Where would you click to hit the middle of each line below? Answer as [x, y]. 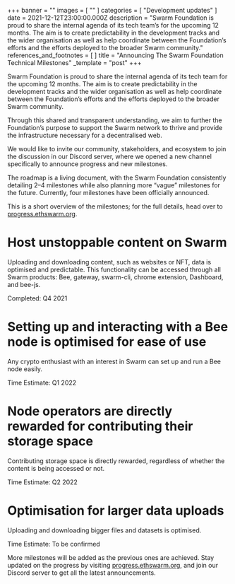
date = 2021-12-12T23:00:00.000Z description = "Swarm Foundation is [110, 18]
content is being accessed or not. [56, 468]
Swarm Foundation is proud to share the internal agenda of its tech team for [117, 76]
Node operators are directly [90, 411]
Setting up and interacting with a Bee [117, 327]
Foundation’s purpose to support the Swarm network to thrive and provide [115, 128]
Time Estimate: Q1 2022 [42, 382]
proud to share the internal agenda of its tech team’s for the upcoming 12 [113, 25]
